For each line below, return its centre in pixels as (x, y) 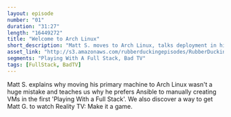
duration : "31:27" (33, 26)
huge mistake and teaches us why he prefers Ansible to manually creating (112, 92)
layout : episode (30, 13)
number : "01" (26, 20)
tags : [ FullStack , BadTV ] (44, 65)
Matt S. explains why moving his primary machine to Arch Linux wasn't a (110, 84)
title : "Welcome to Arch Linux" (53, 39)
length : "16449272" (35, 33)
